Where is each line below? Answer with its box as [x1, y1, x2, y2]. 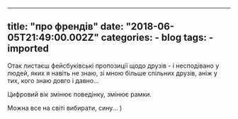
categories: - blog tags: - [101, 32, 214, 44]
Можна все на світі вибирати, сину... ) [7, 104, 123, 112]
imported [7, 43, 50, 55]
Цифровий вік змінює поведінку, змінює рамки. [7, 89, 152, 99]
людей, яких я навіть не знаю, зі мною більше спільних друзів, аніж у [7, 68, 218, 77]
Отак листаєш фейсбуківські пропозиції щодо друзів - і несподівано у [7, 61, 220, 70]
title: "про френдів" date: [7, 20, 124, 32]
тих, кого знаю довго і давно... [7, 76, 99, 84]
